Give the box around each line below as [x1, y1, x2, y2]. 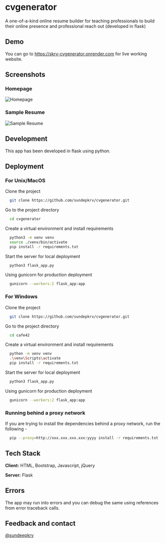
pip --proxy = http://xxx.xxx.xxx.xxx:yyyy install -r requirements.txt [9, 436, 159, 441]
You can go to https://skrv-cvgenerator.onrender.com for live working [5, 51, 147, 57]
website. [5, 56, 23, 62]
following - [5, 426, 27, 432]
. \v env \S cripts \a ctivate [9, 356, 61, 361]
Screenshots [5, 70, 46, 79]
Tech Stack [5, 449, 41, 458]
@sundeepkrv [5, 533, 34, 539]
